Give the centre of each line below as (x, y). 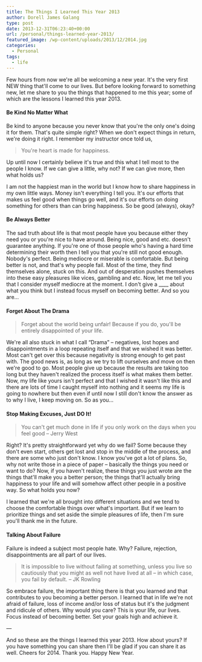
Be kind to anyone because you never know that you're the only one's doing (101, 126)
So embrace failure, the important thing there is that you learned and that (97, 591)
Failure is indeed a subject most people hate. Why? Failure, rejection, (92, 548)
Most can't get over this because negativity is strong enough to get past (96, 355)
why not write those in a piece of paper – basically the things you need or (97, 464)
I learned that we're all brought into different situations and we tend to (93, 502)
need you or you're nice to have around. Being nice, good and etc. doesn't (99, 239)
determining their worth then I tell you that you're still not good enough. (95, 252)
